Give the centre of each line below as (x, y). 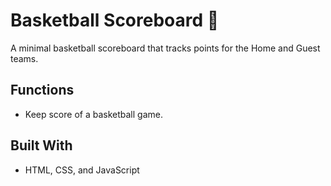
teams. (24, 58)
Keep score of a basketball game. (93, 114)
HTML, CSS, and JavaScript (82, 170)
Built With (41, 145)
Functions (42, 90)
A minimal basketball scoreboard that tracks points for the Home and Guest (165, 48)
